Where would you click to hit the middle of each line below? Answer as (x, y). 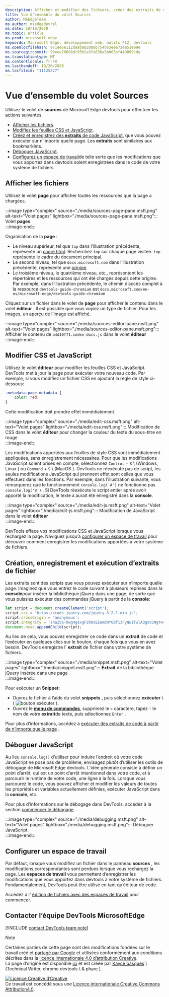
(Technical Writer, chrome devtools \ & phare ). (54, 969)
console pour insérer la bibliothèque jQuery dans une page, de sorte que (80, 594)
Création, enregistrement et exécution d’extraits (82, 563)
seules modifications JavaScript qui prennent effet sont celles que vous (79, 474)
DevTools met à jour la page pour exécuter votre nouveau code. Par (75, 373)
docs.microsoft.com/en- (125, 289)
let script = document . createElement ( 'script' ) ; (57, 608)
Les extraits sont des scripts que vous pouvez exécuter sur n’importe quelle (84, 583)
